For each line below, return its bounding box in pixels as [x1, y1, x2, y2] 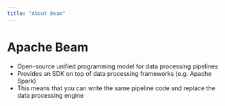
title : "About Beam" [7, 10, 66, 17]
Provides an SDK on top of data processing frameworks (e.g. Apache [16, 69, 212, 77]
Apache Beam [7, 39, 89, 55]
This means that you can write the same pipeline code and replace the [16, 83, 215, 92]
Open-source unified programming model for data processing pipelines [16, 62, 219, 70]
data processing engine [16, 91, 84, 99]
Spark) [16, 77, 36, 85]
